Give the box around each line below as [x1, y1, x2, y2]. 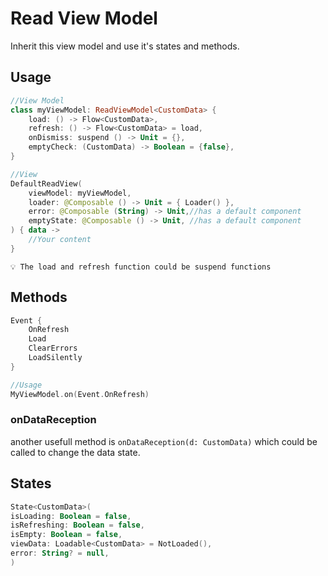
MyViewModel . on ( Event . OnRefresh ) [10, 389, 150, 399]
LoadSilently [28, 353, 83, 363]
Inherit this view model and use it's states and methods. [10, 40, 240, 52]
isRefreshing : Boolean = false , [10, 520, 145, 531]
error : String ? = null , [10, 548, 110, 559]
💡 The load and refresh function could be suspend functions [10, 262, 272, 272]
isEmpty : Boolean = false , [10, 530, 123, 540]
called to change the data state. [10, 446, 141, 458]
